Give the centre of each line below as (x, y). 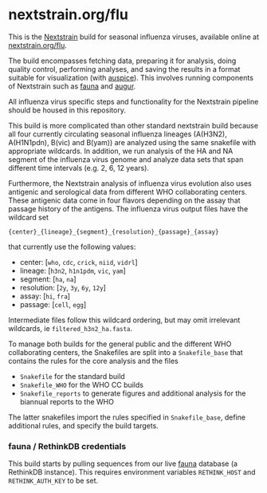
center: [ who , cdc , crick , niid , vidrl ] (79, 262)
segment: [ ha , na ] (48, 279)
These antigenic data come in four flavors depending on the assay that (124, 200)
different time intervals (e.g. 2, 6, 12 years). (79, 168)
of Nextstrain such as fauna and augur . (72, 86)
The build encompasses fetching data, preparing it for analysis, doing (122, 61)
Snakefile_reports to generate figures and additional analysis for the (133, 393)
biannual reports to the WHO (67, 401)
